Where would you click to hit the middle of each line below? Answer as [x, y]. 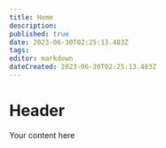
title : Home [31, 17]
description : [33, 26]
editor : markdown [41, 58]
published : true [39, 34]
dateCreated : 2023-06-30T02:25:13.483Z [83, 67]
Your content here [42, 135]
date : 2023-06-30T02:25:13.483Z [69, 42]
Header [37, 111]
